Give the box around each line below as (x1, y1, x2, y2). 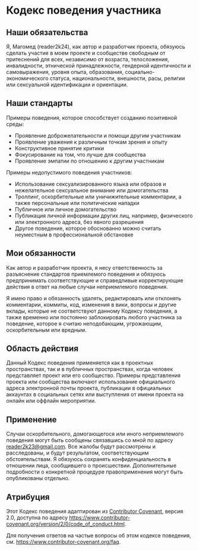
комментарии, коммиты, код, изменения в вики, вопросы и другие (6, 301, 177, 308)
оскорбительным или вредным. (6, 326, 87, 334)
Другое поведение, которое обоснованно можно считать (14, 225, 162, 232)
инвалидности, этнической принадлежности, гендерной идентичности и (6, 62, 191, 69)
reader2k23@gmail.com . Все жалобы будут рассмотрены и (6, 443, 156, 450)
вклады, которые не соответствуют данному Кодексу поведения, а (6, 307, 178, 315)
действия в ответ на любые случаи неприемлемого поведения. (6, 283, 168, 290)
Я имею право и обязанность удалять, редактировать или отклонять (6, 294, 182, 301)
